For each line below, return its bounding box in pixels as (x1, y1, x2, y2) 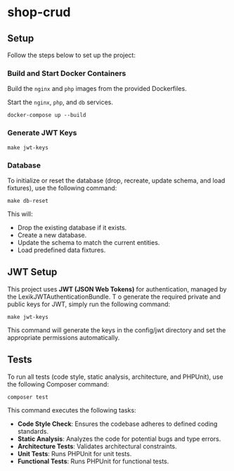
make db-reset (7, 197, 49, 204)
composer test (7, 394, 49, 401)
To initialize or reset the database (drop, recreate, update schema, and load (7, 176, 226, 184)
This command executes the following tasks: (7, 406, 136, 414)
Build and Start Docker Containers (7, 68, 126, 78)
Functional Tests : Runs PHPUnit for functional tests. (17, 457, 169, 465)
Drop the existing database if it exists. (17, 223, 127, 232)
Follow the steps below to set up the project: (7, 51, 136, 59)
